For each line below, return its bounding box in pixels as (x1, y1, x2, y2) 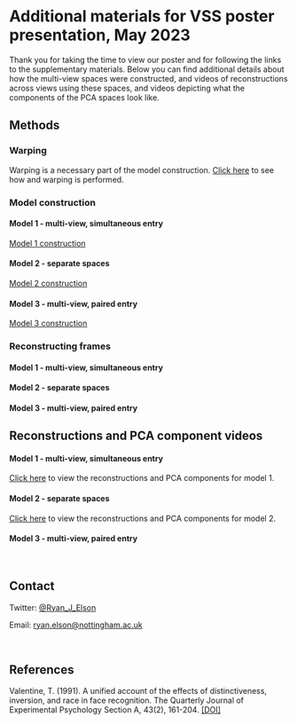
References (9, 663, 74, 678)
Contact (9, 578, 55, 594)
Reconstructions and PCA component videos (9, 429, 263, 444)
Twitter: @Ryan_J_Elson (9, 602, 97, 613)
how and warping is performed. (9, 174, 124, 185)
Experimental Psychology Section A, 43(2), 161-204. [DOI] (9, 704, 222, 715)
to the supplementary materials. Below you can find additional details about (9, 64, 285, 75)
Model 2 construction (9, 278, 88, 288)
